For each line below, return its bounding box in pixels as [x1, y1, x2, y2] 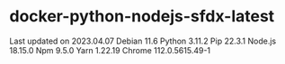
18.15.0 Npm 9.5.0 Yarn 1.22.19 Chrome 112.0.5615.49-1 [9, 44, 211, 55]
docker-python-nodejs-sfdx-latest [9, 6, 275, 27]
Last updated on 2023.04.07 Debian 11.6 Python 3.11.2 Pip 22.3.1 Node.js [9, 36, 277, 46]
